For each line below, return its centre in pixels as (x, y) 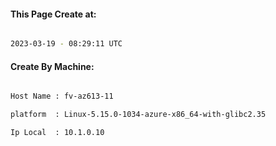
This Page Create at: (53, 14)
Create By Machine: (52, 66)
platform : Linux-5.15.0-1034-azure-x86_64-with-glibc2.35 (138, 115)
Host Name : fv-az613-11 (62, 96)
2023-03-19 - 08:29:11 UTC (66, 44)
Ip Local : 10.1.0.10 (57, 133)
